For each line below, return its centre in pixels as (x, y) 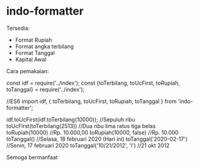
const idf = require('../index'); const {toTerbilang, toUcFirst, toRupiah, (93, 83)
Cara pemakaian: (28, 71)
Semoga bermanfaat (32, 157)
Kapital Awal (31, 59)
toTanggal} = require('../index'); (45, 89)
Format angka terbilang (45, 46)
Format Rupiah (34, 40)
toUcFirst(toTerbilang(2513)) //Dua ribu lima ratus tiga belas (81, 126)
